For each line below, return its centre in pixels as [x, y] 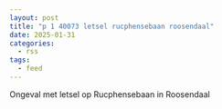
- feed [30, 69]
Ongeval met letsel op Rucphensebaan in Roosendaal [110, 94]
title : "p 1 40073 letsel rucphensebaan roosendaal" [112, 26]
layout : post [34, 18]
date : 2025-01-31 [42, 35]
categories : [32, 43]
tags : [20, 60]
